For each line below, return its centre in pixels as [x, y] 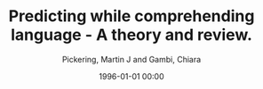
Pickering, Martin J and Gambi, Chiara [131, 59]
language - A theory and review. [131, 35]
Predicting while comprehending [131, 16]
